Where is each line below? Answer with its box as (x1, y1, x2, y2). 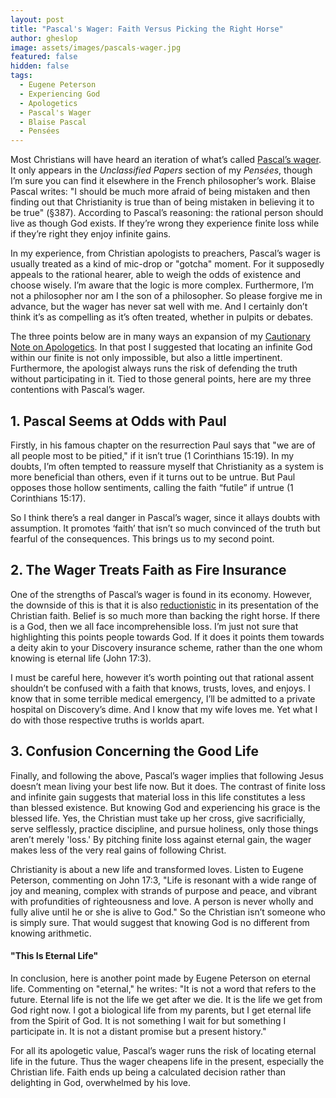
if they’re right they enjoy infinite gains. (10, 228, 172, 240)
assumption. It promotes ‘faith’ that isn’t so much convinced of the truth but (10, 522, 321, 534)
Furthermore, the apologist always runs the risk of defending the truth (10, 362, 298, 375)
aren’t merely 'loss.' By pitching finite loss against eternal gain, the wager (10, 833, 312, 845)
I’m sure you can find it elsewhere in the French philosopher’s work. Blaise (10, 175, 317, 187)
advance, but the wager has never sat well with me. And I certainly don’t (10, 301, 308, 313)
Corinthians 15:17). (10, 492, 87, 504)
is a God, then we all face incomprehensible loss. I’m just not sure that (10, 620, 299, 632)
